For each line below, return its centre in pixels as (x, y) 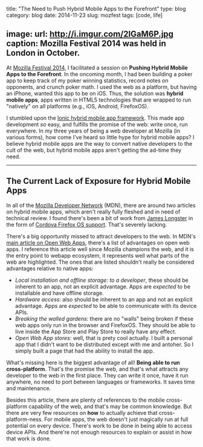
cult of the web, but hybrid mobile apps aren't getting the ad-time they (94, 150)
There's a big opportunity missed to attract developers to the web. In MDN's (101, 236)
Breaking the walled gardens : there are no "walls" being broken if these (104, 318)
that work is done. (29, 439)
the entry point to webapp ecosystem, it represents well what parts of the (98, 255)
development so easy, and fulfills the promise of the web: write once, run (97, 124)
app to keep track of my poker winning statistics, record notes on (87, 80)
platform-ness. (25, 419)
